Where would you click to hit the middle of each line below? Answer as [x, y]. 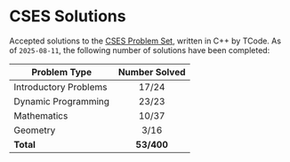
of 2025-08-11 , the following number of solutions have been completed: [140, 50]
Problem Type [61, 72]
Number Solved [152, 72]
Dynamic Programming [61, 101]
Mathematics [41, 115]
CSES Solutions [68, 16]
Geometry [35, 130]
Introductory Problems [60, 87]
